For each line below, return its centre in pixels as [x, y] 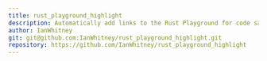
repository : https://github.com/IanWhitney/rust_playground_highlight [128, 45]
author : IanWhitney [41, 30]
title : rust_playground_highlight [66, 15]
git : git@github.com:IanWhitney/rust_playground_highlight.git [115, 38]
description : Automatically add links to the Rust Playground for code [129, 23]
